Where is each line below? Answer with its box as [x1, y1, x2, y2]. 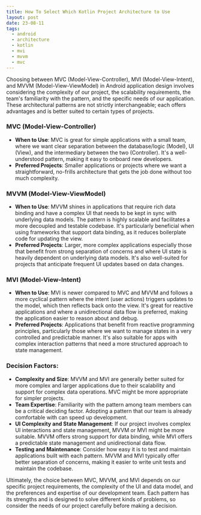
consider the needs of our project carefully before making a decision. [6, 502, 178, 509]
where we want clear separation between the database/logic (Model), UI [14, 142, 194, 150]
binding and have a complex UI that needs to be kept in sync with [14, 210, 177, 217]
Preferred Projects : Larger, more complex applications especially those [14, 242, 192, 249]
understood [14, 155, 44, 162]
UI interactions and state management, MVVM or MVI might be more [14, 426, 185, 433]
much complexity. [14, 174, 59, 181]
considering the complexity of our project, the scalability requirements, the [6, 88, 191, 96]
